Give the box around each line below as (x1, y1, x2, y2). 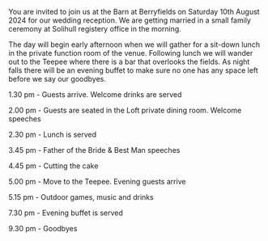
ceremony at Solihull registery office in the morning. (8, 24, 182, 33)
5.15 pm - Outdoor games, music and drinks (8, 192, 154, 201)
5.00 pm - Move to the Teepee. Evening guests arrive (8, 177, 186, 186)
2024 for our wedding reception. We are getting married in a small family (8, 15, 251, 25)
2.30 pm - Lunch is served (8, 129, 97, 139)
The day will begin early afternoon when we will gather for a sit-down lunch (8, 40, 261, 49)
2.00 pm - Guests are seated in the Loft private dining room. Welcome (8, 105, 242, 115)
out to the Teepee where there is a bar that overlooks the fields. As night (8, 57, 250, 66)
